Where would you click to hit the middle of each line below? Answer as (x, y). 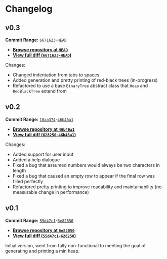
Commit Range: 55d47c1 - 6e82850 (39, 220)
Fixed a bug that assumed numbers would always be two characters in (86, 165)
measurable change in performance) (51, 192)
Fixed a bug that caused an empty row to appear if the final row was (84, 176)
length (19, 170)
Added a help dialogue (36, 160)
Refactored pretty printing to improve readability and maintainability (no (87, 187)
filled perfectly (28, 181)
